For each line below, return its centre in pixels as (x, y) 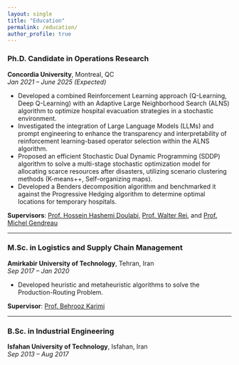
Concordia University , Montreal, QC (61, 74)
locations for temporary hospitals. (67, 201)
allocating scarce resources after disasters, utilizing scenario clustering (122, 171)
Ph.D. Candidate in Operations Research (78, 59)
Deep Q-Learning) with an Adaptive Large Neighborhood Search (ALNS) (123, 103)
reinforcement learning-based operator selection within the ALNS (113, 141)
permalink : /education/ (43, 27)
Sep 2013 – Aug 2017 (38, 354)
